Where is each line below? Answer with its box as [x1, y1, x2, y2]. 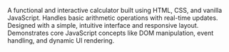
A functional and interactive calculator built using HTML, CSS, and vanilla [7, 6, 223, 14]
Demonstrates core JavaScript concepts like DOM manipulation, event [7, 28, 214, 37]
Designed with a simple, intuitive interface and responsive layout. [7, 21, 199, 29]
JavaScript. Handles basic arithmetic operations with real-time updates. [7, 14, 218, 22]
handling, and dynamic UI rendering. [7, 36, 115, 45]
